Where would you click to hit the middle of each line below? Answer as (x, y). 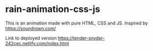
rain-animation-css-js (53, 9)
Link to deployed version (31, 38)
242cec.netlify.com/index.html (37, 43)
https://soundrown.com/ (31, 28)
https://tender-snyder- (81, 38)
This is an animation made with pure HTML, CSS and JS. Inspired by (77, 23)
